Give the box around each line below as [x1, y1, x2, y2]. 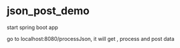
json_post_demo [7, 4, 90, 18]
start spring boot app [7, 24, 59, 31]
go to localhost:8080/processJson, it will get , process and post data [7, 35, 175, 42]
